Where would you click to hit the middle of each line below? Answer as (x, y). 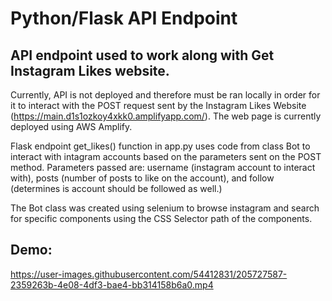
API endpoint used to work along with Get (142, 55)
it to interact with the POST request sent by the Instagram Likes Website (158, 105)
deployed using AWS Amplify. (71, 126)
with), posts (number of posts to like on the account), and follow (142, 178)
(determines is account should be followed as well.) (116, 188)
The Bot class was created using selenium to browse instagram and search (165, 208)
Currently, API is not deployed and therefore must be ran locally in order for (165, 95)
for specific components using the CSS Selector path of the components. (161, 218)
